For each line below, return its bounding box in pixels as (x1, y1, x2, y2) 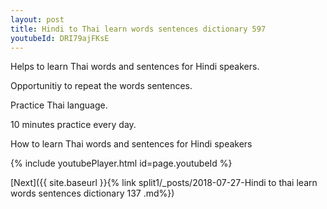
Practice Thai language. (10, 99, 108, 111)
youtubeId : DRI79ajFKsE (10, 33, 110, 43)
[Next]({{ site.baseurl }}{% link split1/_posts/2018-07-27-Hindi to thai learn (10, 177, 318, 189)
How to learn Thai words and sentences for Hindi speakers (10, 138, 253, 150)
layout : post (10, 14, 65, 25)
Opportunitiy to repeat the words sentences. (10, 80, 193, 92)
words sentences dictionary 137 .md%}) (10, 187, 175, 200)
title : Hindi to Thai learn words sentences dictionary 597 (10, 24, 267, 34)
